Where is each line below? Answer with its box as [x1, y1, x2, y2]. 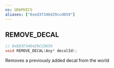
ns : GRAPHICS [5, 7, 33, 12]
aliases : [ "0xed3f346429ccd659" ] [5, 12, 75, 17]
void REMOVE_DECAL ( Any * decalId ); [5, 48, 78, 53]
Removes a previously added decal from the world [5, 57, 109, 63]
